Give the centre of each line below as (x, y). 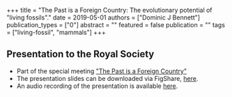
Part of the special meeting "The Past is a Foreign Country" (102, 71)
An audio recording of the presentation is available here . (97, 86)
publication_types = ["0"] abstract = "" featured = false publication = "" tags (116, 25)
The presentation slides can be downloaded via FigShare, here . (107, 78)
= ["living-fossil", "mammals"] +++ (56, 32)
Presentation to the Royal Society (80, 54)
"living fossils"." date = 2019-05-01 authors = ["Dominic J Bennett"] (103, 17)
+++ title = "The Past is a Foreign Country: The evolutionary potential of (110, 10)
